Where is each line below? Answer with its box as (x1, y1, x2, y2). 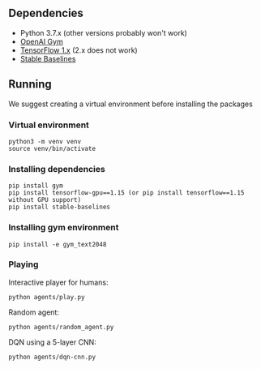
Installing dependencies (8, 163, 105, 174)
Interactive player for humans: (8, 277, 109, 287)
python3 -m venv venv (8, 137, 82, 145)
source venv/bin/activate (8, 144, 96, 152)
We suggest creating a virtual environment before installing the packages (8, 99, 253, 109)
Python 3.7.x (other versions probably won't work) (19, 28, 188, 37)
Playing (8, 259, 39, 270)
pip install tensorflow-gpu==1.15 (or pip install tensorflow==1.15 (8, 189, 245, 197)
